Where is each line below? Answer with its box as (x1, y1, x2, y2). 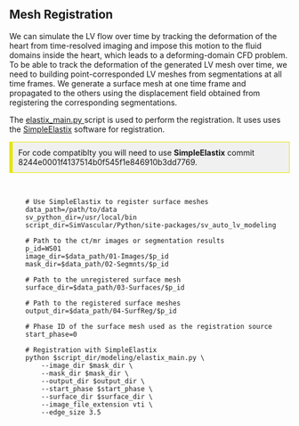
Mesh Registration (9, 7, 114, 22)
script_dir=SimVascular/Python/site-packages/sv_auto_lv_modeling (25, 220, 277, 230)
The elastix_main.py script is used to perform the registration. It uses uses (9, 114, 281, 125)
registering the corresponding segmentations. (9, 97, 178, 108)
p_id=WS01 (25, 244, 62, 253)
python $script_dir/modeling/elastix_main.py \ (25, 353, 205, 362)
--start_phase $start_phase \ (41, 384, 153, 393)
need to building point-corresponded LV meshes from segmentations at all (9, 69, 282, 79)
